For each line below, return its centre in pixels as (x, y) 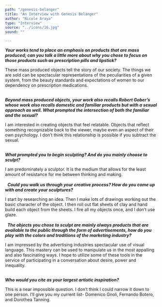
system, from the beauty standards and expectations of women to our (75, 80)
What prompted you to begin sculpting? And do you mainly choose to (76, 155)
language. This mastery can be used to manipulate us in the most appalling (80, 250)
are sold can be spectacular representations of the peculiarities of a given (79, 75)
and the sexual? (22, 115)
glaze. (11, 215)
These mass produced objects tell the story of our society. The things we (78, 70)
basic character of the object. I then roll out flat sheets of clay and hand (76, 204)
